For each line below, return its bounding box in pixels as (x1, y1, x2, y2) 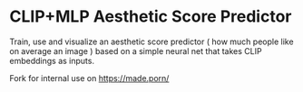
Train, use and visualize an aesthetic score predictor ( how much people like (9, 36, 294, 47)
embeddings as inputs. (9, 55, 95, 66)
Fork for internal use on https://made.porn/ (9, 72, 170, 83)
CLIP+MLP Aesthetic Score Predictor (9, 6, 292, 27)
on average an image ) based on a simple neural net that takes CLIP (9, 45, 262, 56)
